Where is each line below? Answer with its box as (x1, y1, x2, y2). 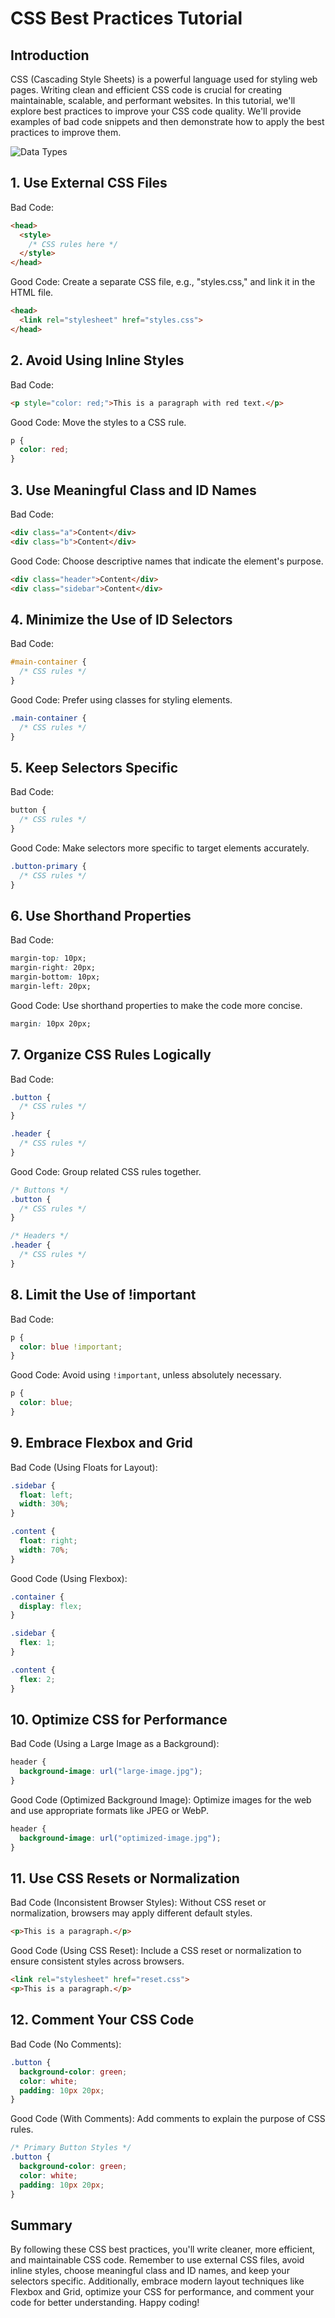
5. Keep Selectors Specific (10, 759, 179, 776)
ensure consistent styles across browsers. (10, 1955, 185, 1967)
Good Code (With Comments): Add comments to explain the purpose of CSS (10, 2113, 326, 2125)
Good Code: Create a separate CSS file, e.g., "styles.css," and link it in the (10, 276, 316, 288)
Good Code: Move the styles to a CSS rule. (10, 416, 187, 428)
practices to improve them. (10, 127, 122, 138)
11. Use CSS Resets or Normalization (10, 1870, 240, 1887)
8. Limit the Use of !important (10, 1287, 197, 1304)
